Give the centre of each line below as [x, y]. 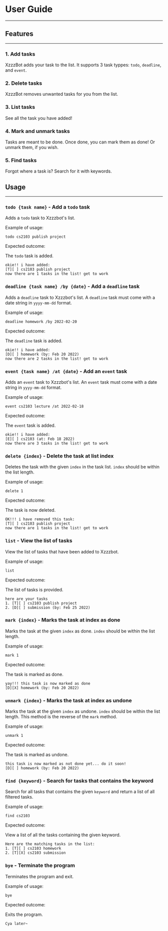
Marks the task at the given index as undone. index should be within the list [83, 711]
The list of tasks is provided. [34, 589]
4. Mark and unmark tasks [37, 131]
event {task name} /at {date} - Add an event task [66, 371]
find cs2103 [17, 816]
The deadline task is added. [34, 341]
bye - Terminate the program [40, 865]
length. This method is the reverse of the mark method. [61, 717]
